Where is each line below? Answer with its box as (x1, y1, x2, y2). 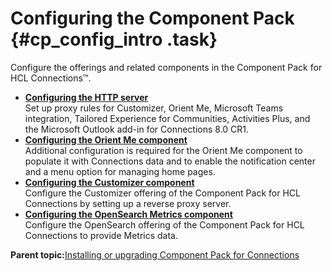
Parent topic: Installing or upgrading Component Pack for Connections (10, 248, 300, 261)
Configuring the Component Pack (10, 7, 295, 30)
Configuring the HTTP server (24, 91, 149, 103)
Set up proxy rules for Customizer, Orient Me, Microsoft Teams (24, 102, 284, 114)
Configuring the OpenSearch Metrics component (24, 208, 233, 220)
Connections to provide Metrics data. (24, 229, 179, 241)
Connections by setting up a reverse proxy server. (24, 197, 232, 209)
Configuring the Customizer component (24, 176, 195, 188)
